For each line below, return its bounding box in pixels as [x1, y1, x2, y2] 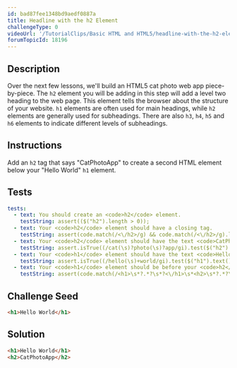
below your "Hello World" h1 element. [7, 165, 116, 174]
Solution [7, 328, 45, 340]
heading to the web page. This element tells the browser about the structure [7, 96, 229, 105]
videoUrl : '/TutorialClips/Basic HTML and [7, 30, 134, 37]
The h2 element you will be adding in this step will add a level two [36, 89, 226, 97]
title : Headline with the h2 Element [7, 17, 119, 24]
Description [7, 63, 60, 75]
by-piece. [7, 89, 35, 97]
